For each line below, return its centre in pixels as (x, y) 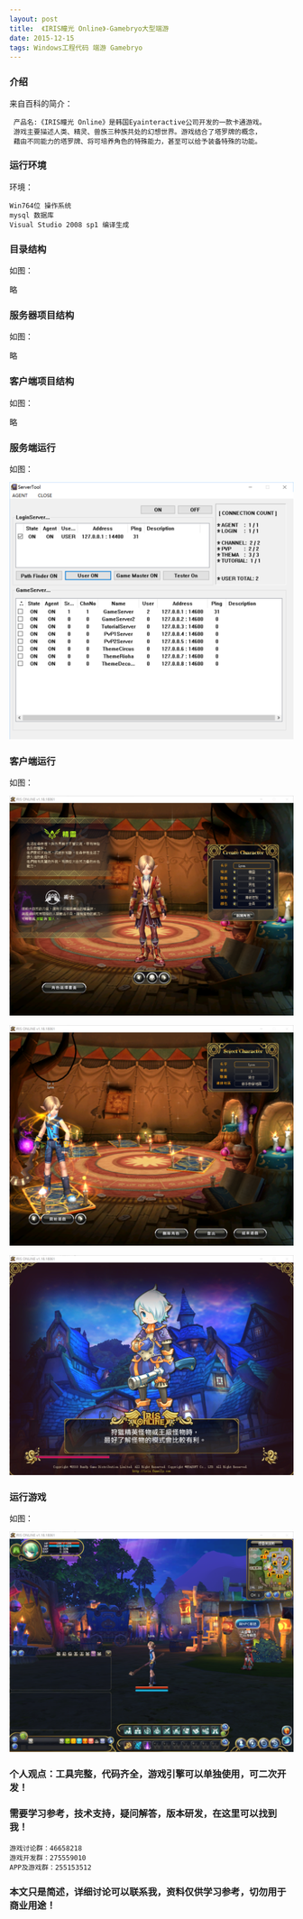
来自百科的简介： (41, 103)
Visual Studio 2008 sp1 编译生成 (69, 225)
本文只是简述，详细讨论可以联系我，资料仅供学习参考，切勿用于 (148, 1892)
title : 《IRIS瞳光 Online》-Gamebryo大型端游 (89, 28)
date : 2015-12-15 (42, 38)
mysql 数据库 (32, 215)
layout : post (34, 19)
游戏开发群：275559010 (48, 1858)
